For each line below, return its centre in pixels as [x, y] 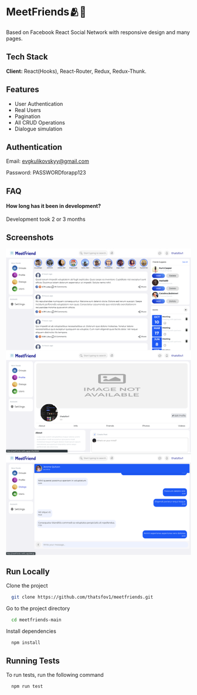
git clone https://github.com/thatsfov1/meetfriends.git [82, 597]
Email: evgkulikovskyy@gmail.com [47, 161]
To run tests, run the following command [55, 675]
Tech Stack [27, 57]
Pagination [28, 116]
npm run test [27, 686]
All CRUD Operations [40, 122]
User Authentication [39, 103]
